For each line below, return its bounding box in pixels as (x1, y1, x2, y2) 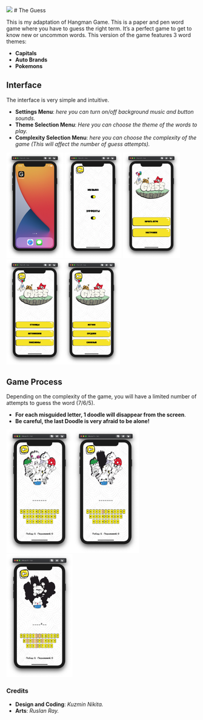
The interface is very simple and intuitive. (6, 96, 110, 103)
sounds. (15, 114, 36, 122)
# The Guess (13, 7, 46, 14)
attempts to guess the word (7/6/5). (6, 400, 95, 407)
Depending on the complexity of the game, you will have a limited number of (6, 393, 197, 400)
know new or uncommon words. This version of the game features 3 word (6, 32, 191, 38)
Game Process (6, 376, 62, 387)
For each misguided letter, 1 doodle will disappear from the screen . (15, 411, 187, 418)
